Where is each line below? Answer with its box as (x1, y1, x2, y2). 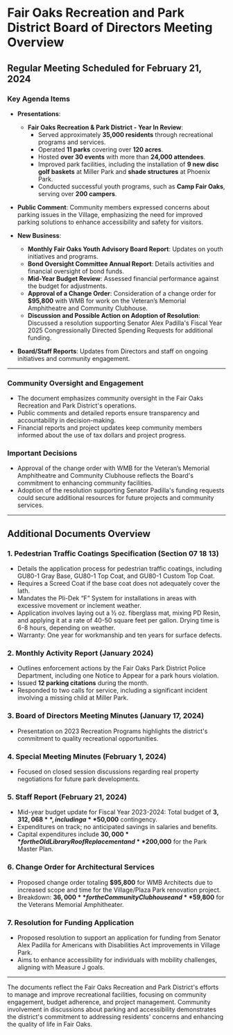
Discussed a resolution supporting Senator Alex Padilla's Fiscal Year (27, 319, 223, 327)
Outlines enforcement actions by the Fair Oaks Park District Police (17, 664, 206, 673)
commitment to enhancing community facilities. (17, 479, 153, 488)
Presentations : (17, 109, 61, 118)
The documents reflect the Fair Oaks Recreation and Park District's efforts (7, 983, 219, 991)
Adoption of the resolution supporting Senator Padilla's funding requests (17, 486, 225, 495)
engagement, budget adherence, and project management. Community (7, 997, 211, 1006)
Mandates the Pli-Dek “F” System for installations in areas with (17, 594, 196, 602)
